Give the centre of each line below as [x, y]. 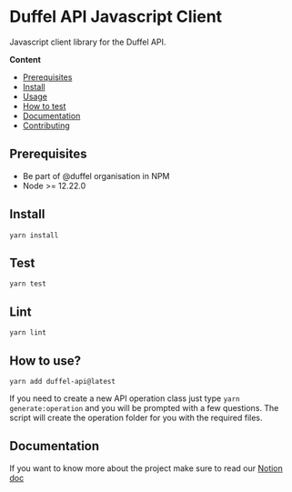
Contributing [46, 126]
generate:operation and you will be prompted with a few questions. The [144, 408]
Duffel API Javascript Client [116, 17]
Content [25, 59]
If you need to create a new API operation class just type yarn [125, 398]
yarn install [34, 235]
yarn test [28, 284]
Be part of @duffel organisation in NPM [96, 176]
